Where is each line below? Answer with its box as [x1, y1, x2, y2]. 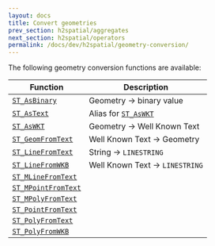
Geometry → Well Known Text [89, 121, 200, 132]
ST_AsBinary [12, 96, 58, 106]
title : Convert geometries [8, 19, 97, 27]
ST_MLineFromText [12, 172, 77, 182]
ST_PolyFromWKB [12, 227, 70, 236]
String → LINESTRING [89, 147, 164, 158]
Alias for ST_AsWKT [89, 108, 154, 119]
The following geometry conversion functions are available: [8, 63, 202, 72]
